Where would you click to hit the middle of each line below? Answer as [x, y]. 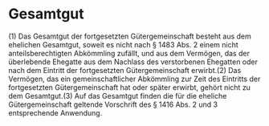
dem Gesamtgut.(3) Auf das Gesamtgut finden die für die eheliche [118, 96]
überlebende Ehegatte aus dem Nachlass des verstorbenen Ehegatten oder [133, 62]
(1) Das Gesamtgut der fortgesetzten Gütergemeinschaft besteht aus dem [130, 36]
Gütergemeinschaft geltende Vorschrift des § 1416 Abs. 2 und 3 [113, 104]
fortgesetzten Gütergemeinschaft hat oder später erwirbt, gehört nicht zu [130, 87]
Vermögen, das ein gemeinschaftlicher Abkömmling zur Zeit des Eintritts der [134, 79]
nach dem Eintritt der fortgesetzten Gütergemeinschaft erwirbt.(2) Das [125, 70]
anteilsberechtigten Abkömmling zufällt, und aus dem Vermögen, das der [129, 53]
